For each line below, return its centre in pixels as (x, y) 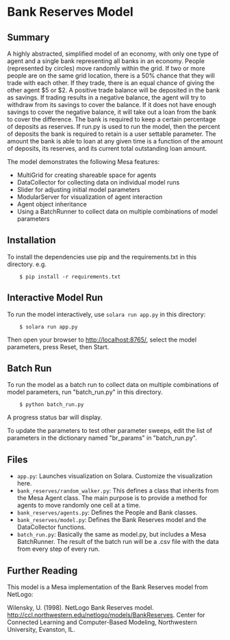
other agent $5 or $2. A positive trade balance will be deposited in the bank (114, 90)
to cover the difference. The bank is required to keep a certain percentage (112, 119)
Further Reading (42, 570)
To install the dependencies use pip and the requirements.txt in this (102, 257)
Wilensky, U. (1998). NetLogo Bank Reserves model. (80, 608)
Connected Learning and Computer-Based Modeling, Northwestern (102, 622)
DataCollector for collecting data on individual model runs (98, 182)
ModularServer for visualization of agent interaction (90, 197)
